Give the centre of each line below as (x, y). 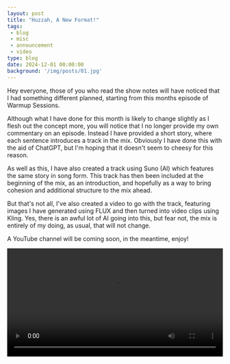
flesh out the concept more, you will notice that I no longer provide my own (113, 126)
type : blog (23, 58)
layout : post (26, 13)
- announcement (31, 45)
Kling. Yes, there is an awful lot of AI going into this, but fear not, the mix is (112, 218)
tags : (15, 26)
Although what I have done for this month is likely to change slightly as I (108, 118)
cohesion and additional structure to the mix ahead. (80, 190)
